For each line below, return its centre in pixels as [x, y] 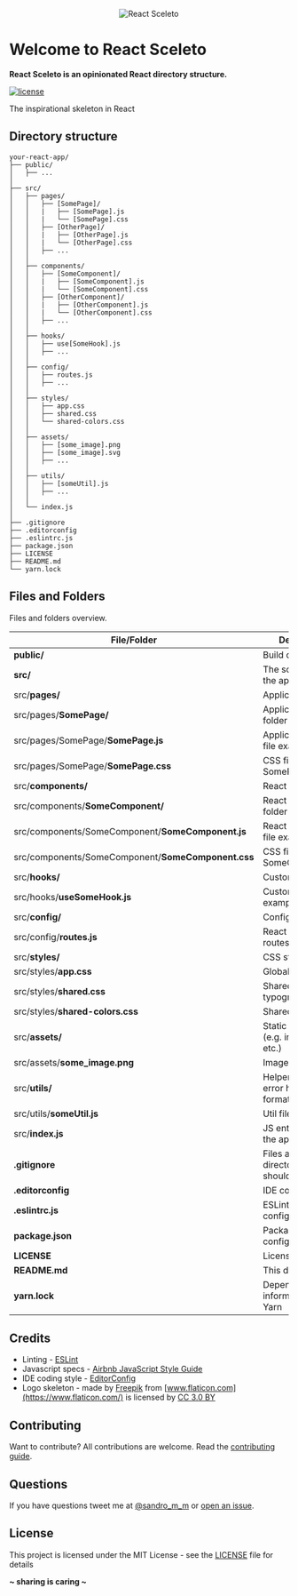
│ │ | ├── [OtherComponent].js [79, 305]
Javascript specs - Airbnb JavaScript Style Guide [112, 1369]
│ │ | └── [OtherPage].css [71, 243]
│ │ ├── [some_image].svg [65, 452]
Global [276, 971]
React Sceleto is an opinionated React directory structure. [118, 74]
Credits [30, 1338]
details [21, 1564]
